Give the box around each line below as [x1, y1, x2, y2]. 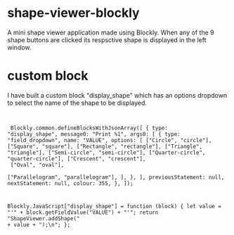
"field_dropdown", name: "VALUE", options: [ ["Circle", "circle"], [7, 136, 212, 144]
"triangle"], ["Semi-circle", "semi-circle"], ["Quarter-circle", [7, 149, 206, 156]
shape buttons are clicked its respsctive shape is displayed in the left [7, 35, 207, 44]
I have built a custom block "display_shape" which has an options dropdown [7, 91, 227, 99]
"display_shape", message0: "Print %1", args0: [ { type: [7, 130, 181, 138]
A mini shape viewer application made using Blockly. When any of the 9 [7, 28, 214, 37]
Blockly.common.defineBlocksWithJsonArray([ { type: [10, 125, 169, 132]
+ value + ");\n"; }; [7, 221, 71, 228]
